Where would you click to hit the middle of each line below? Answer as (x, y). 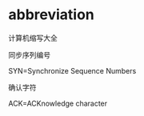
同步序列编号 (29, 54)
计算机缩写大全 (33, 38)
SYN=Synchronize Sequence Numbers (72, 70)
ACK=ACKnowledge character (58, 103)
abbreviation (51, 15)
